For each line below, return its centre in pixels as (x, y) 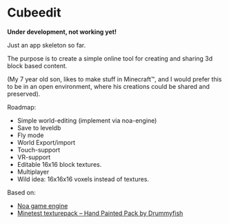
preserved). (24, 94)
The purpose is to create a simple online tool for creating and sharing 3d (110, 58)
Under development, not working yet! (62, 32)
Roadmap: (22, 107)
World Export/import (46, 142)
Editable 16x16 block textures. (59, 164)
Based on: (21, 192)
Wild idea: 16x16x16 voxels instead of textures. (83, 179)
